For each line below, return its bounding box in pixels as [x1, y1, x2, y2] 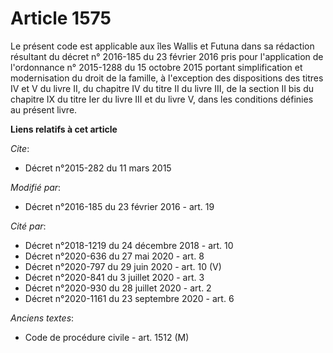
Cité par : [10, 220, 47, 232]
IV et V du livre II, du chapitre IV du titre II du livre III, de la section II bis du [10, 82, 315, 94]
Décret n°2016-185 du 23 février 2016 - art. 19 [24, 200, 215, 212]
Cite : [10, 142, 30, 154]
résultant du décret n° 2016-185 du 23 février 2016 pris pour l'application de [10, 50, 324, 62]
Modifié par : [10, 181, 62, 193]
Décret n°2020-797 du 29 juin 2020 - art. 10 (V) [24, 260, 222, 272]
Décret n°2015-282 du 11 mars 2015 [24, 162, 172, 174]
